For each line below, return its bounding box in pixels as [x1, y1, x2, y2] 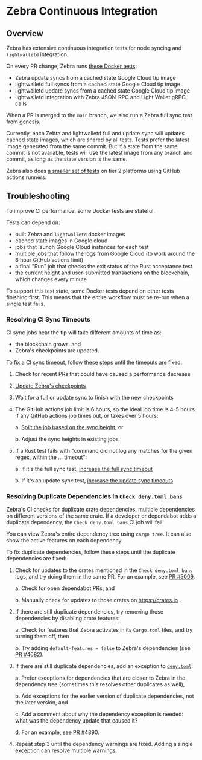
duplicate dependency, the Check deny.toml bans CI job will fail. [6, 519, 164, 526]
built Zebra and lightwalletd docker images [14, 230, 125, 238]
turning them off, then [14, 633, 69, 640]
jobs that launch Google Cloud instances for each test [14, 243, 149, 250]
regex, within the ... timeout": [14, 453, 87, 461]
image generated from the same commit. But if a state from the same [6, 143, 178, 149]
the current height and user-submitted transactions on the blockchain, [14, 269, 190, 276]
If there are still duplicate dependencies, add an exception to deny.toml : [14, 663, 194, 670]
